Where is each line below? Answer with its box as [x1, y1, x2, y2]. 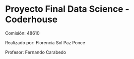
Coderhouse [5, 14, 58, 25]
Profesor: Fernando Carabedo [5, 49, 66, 55]
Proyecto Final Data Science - [5, 3, 130, 15]
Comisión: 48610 [5, 30, 40, 36]
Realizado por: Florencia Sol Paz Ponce [5, 39, 86, 45]
